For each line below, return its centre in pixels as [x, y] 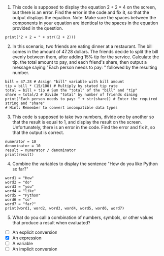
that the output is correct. [38, 132]
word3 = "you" [20, 187]
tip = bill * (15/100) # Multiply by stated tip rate [62, 86]
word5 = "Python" [23, 195]
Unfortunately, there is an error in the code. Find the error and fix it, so [83, 127]
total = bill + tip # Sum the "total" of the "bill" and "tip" [71, 90]
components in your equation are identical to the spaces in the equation [85, 23]
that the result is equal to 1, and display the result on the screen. [77, 122]
